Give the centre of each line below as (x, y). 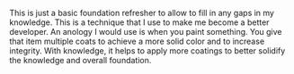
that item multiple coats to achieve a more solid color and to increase (137, 41)
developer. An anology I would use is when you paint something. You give (146, 32)
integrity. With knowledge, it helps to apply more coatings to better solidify (147, 51)
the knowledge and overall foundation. (80, 60)
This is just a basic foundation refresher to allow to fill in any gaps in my (142, 13)
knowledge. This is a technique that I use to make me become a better (139, 22)
